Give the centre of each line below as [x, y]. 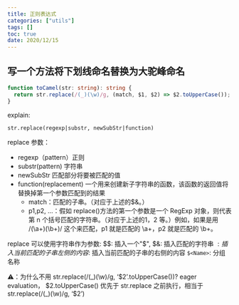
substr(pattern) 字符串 [50, 166]
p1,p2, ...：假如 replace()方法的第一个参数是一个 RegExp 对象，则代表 [130, 210]
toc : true [22, 34]
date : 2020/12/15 [33, 41]
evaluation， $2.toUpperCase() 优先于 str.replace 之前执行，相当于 [106, 285]
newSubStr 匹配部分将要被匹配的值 [69, 175]
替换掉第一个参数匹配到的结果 [61, 192]
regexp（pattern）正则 [51, 157]
